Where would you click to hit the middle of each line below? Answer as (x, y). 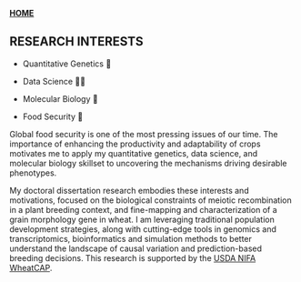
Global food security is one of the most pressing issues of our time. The (144, 134)
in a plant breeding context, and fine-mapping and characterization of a (143, 209)
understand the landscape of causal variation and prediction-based (135, 248)
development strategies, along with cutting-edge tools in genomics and (143, 229)
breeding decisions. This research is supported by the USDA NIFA (133, 257)
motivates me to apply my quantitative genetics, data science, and (134, 153)
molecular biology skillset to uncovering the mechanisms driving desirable (148, 163)
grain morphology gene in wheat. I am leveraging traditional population (142, 219)
